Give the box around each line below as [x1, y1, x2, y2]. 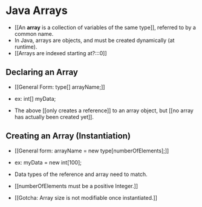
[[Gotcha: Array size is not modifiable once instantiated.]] [14, 194, 158, 201]
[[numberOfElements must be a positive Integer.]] [14, 182, 138, 189]
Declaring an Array [5, 67, 78, 78]
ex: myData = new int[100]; [14, 158, 82, 166]
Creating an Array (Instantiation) [5, 131, 131, 141]
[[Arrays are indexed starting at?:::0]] [14, 49, 107, 56]
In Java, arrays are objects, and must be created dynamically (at [14, 36, 175, 44]
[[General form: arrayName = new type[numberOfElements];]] [14, 147, 169, 154]
